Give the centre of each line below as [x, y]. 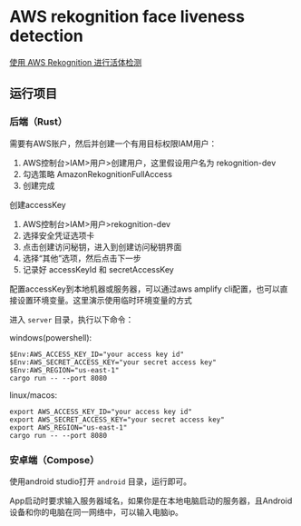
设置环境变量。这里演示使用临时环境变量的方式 [104, 300]
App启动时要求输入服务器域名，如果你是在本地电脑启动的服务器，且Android [151, 501]
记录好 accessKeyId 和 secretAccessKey [98, 269]
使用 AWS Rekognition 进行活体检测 [76, 62]
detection [46, 36]
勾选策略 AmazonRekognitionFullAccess [97, 174]
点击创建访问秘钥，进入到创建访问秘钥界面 [102, 246]
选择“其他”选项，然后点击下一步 [82, 258]
